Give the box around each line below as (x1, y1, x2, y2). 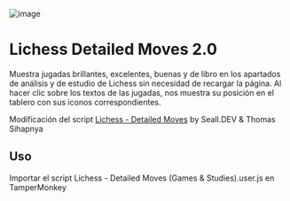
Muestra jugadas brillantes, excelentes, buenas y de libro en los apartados (9, 68, 281, 79)
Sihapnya (9, 123, 43, 134)
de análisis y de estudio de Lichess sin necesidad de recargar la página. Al (9, 78, 282, 89)
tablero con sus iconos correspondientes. (9, 97, 161, 107)
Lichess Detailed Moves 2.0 (9, 40, 217, 59)
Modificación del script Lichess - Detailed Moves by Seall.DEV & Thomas (9, 113, 277, 124)
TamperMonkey (9, 182, 67, 192)
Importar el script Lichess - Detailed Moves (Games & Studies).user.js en (9, 173, 275, 183)
